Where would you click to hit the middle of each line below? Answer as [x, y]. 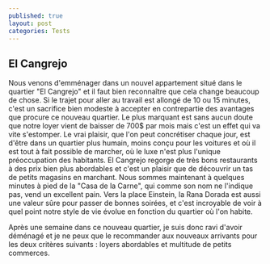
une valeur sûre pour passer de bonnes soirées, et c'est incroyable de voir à [135, 203]
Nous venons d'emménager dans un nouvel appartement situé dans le [125, 83]
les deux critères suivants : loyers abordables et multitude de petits [120, 245]
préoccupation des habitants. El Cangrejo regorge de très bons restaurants [133, 160]
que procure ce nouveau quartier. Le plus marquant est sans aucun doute [131, 117]
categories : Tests [39, 31]
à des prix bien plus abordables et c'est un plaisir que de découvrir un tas [131, 169]
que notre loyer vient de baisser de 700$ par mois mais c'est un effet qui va [135, 126]
